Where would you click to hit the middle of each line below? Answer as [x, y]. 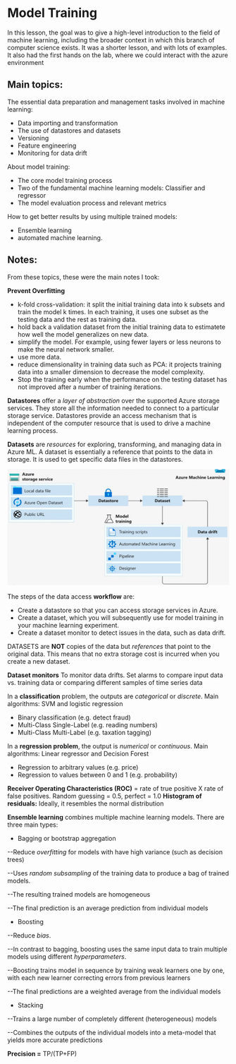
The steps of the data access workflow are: [71, 596]
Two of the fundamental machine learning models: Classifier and [111, 188]
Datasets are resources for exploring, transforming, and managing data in [114, 444]
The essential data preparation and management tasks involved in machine [116, 102]
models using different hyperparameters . [67, 956]
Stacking [30, 1005]
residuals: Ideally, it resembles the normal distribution [86, 803]
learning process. [33, 430]
